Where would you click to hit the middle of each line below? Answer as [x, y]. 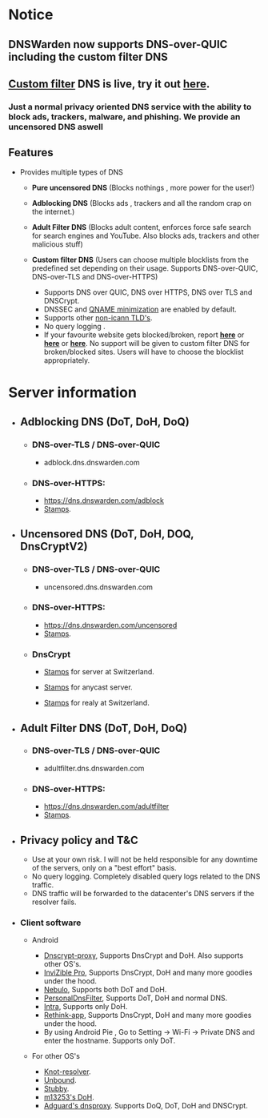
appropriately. [67, 360]
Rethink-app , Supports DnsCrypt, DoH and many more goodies [148, 1015]
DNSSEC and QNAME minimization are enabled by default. [140, 309]
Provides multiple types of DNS [72, 172]
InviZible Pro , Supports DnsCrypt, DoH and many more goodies [148, 973]
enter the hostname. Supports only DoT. [110, 1041]
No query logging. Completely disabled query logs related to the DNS [146, 876]
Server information [73, 392]
